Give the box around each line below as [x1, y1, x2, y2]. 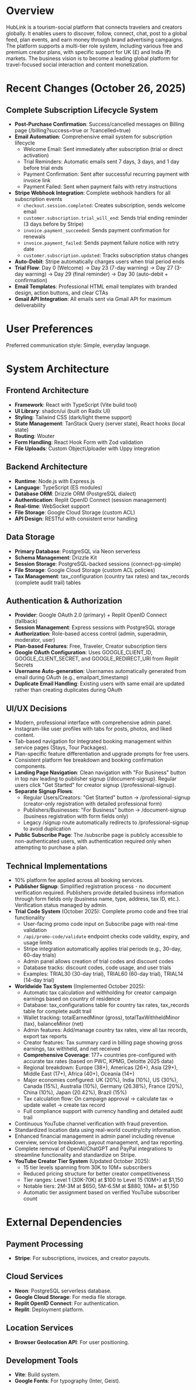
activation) [23, 152, 49, 159]
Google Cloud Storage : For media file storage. [14, 1293, 127, 1300]
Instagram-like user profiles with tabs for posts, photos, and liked [14, 725, 172, 732]
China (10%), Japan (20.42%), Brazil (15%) [23, 1088, 127, 1096]
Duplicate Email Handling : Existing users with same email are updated [14, 680, 185, 687]
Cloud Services [6, 1271, 63, 1282]
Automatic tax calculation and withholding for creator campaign [23, 989, 177, 996]
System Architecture [6, 363, 109, 376]
